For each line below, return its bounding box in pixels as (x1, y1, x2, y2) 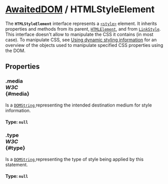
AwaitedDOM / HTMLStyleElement (5, 4, 155, 15)
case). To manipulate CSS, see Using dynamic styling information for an (5, 37, 157, 43)
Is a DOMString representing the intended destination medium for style (5, 102, 152, 108)
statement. (5, 162, 28, 168)
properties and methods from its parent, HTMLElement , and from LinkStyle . (5, 25, 161, 32)
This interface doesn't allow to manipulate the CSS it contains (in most (5, 31, 154, 37)
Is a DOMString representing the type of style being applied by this (5, 156, 144, 162)
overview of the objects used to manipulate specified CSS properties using (5, 42, 163, 48)
